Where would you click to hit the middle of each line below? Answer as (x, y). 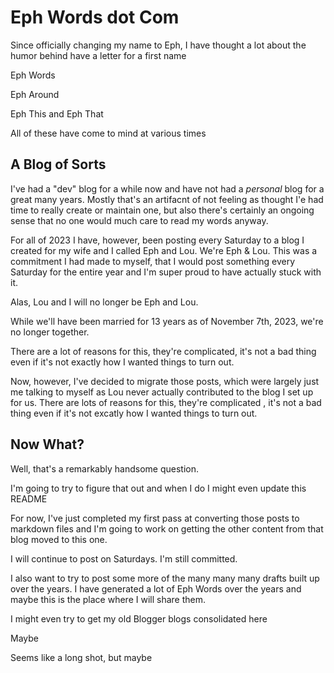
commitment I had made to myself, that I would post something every (153, 261)
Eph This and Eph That (57, 113)
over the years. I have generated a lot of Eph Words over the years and (156, 588)
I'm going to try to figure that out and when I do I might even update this (158, 488)
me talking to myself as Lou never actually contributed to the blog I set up (162, 392)
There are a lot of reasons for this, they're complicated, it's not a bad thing (163, 351)
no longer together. (50, 332)
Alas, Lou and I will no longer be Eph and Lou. (104, 302)
